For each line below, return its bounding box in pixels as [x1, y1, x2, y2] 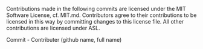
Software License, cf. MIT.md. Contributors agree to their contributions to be [6, 11, 197, 19]
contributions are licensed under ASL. [6, 24, 101, 31]
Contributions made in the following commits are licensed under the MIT [6, 5, 186, 12]
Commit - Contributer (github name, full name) [6, 36, 122, 43]
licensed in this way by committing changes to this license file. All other [6, 18, 184, 25]
